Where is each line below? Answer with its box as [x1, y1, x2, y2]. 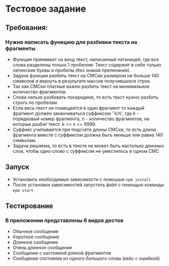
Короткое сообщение [12, 234, 59, 240]
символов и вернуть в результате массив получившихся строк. [12, 78, 151, 84]
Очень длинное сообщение [12, 245, 73, 251]
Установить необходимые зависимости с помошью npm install [12, 176, 151, 182]
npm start [12, 188, 34, 193]
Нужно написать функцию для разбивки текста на [5, 39, 138, 46]
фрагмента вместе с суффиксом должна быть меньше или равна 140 [12, 131, 163, 138]
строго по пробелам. [12, 99, 58, 106]
